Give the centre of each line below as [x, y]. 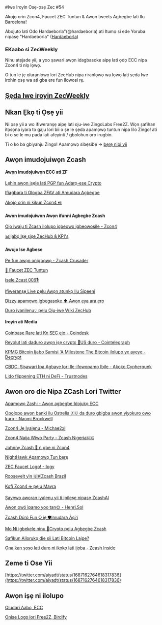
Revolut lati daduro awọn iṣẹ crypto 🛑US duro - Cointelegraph [67, 342]
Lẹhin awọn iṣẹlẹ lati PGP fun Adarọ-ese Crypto [53, 183]
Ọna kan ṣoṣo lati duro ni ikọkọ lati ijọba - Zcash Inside [60, 548]
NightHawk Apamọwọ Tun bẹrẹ [37, 457]
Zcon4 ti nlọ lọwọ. [23, 65]
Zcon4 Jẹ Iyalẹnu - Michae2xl [35, 428]
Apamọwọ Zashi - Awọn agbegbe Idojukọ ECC [52, 404]
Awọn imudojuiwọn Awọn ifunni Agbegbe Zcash [55, 216]
